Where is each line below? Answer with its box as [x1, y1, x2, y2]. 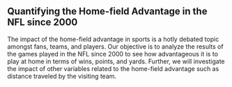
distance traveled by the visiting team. [7, 72, 117, 80]
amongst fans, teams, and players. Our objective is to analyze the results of [7, 42, 224, 51]
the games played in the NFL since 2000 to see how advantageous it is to [7, 49, 218, 58]
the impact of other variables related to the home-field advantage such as [7, 64, 219, 72]
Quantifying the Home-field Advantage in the [7, 6, 208, 17]
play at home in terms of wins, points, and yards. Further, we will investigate [7, 57, 225, 65]
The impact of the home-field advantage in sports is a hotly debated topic [7, 35, 219, 43]
